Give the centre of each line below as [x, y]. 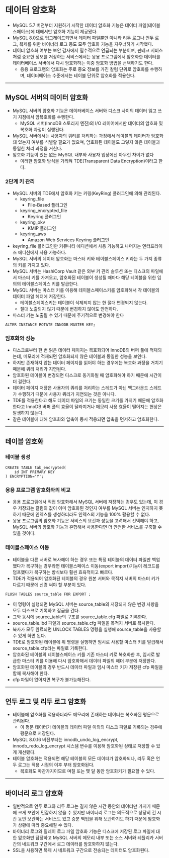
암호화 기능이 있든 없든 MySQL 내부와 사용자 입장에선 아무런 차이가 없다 [83, 154]
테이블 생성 [18, 457]
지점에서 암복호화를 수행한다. [46, 117]
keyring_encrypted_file [44, 211]
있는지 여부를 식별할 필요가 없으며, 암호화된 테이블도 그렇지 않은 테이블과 [89, 142]
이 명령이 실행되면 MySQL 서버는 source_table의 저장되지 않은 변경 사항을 [86, 604]
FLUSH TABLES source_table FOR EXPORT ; [48, 594]
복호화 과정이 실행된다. [42, 129]
